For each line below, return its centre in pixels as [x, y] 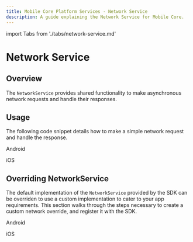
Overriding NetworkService [58, 179]
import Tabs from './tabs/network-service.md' [61, 33]
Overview [24, 79]
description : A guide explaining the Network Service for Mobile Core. [95, 17]
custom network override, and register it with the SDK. [72, 212]
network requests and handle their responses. [61, 99]
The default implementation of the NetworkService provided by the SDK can [97, 193]
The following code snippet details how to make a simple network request [95, 132]
